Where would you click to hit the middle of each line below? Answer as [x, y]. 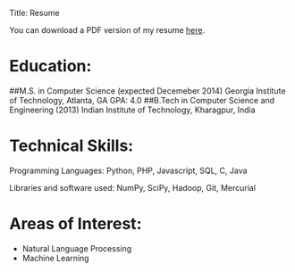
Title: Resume [34, 13]
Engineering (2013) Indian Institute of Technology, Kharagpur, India [133, 110]
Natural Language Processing [77, 248]
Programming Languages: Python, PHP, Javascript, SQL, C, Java [128, 170]
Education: [51, 66]
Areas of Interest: [76, 224]
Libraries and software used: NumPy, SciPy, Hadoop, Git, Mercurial [133, 187]
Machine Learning [55, 258]
